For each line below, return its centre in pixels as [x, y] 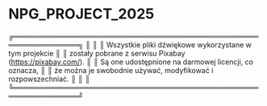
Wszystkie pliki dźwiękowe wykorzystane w [179, 44]
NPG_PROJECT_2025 [81, 14]
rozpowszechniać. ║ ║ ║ [49, 79]
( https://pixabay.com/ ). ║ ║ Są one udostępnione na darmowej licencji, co [131, 62]
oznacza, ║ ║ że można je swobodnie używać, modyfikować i [111, 70]
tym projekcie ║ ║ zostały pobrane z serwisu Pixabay [97, 53]
